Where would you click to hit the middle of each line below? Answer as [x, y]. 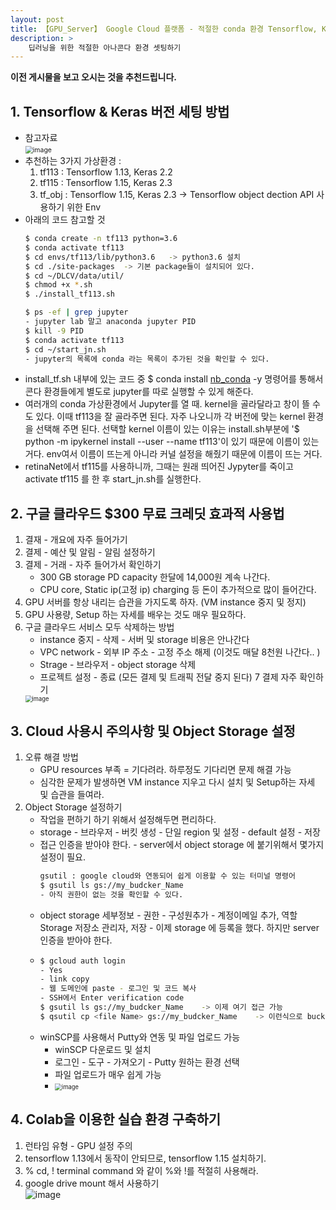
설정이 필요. [62, 857]
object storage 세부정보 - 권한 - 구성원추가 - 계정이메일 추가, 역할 [168, 915]
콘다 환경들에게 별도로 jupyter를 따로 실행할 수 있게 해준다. [139, 392]
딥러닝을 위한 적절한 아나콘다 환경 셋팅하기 [105, 47]
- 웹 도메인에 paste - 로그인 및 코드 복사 [118, 989]
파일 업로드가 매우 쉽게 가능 [108, 1074]
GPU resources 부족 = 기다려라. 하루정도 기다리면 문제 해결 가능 [165, 770]
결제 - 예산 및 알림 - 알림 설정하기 [90, 552]
